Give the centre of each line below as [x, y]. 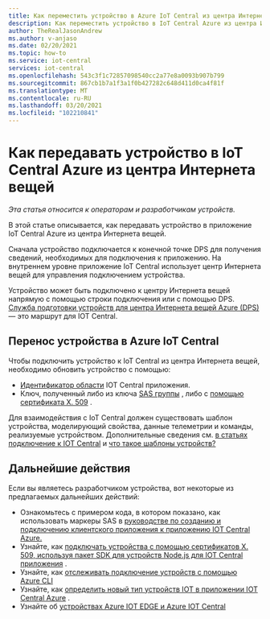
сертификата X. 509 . [56, 402]
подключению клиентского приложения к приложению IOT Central [135, 529]
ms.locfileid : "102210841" [53, 113]
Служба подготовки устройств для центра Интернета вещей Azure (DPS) [134, 307]
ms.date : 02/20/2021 [43, 46]
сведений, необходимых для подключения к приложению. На [115, 258]
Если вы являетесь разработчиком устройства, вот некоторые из [121, 488]
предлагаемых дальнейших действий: [74, 497]
